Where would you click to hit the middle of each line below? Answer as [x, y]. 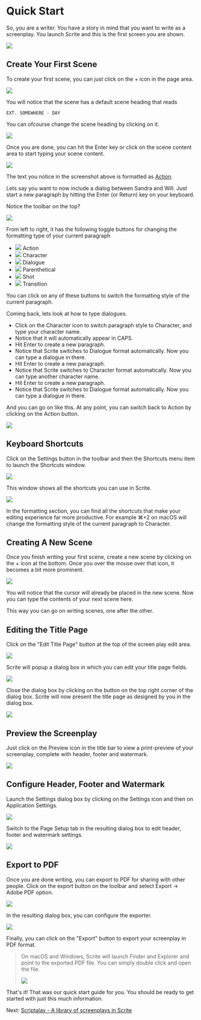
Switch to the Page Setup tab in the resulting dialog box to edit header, [94, 828]
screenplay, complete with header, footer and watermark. [77, 754]
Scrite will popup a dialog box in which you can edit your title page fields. [97, 668]
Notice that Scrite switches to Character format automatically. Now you [103, 370]
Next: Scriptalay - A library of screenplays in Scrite [69, 1010]
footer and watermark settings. [45, 834]
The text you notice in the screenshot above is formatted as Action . [90, 177]
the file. [30, 969]
